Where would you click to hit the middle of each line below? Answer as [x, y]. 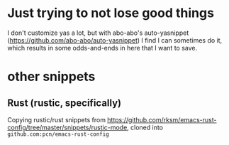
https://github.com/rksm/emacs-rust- [162, 119]
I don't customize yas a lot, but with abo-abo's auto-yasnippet [98, 33]
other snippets [51, 77]
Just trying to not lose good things [111, 13]
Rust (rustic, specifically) [65, 103]
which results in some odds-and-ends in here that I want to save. [102, 48]
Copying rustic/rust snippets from [57, 119]
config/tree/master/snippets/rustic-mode [67, 127]
